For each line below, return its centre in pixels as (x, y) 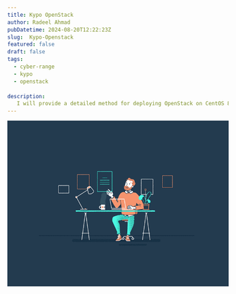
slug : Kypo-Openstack (40, 37)
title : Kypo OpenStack (40, 15)
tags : (15, 60)
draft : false (26, 52)
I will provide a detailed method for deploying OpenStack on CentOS (120, 104)
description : (26, 96)
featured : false (31, 45)
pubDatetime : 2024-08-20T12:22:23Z (59, 29)
